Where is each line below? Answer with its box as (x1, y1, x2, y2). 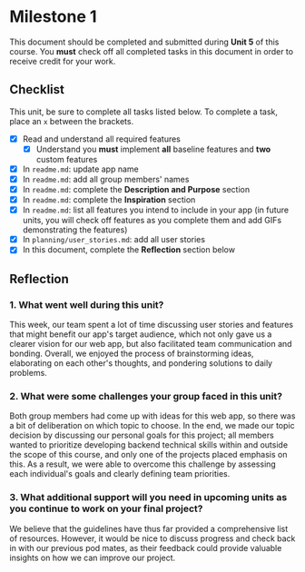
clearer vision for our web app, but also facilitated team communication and (9, 339, 292, 349)
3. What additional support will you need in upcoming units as (9, 491, 288, 504)
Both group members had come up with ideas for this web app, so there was (9, 410, 296, 421)
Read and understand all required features (22, 133, 182, 144)
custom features (35, 153, 98, 164)
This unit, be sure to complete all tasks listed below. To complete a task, (9, 106, 279, 117)
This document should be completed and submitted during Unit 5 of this (9, 36, 280, 47)
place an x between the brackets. (9, 115, 134, 126)
